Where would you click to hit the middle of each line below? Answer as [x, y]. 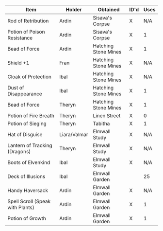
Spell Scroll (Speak [29, 201]
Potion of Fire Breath [31, 115]
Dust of [16, 88]
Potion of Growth [27, 218]
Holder [74, 9]
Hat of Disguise [25, 134]
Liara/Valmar [74, 134]
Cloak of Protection [30, 77]
